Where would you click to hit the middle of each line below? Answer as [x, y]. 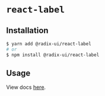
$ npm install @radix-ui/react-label [53, 55]
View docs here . [26, 87]
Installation [27, 30]
